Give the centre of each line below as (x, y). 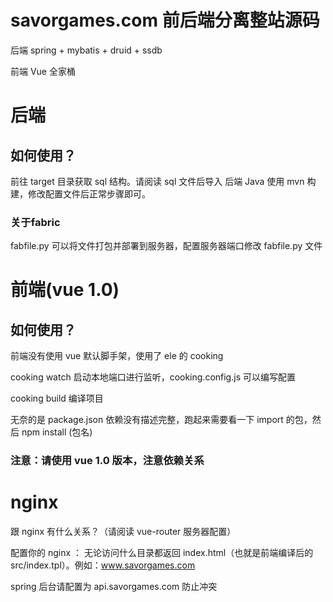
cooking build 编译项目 (57, 398)
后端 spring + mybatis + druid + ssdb (86, 50)
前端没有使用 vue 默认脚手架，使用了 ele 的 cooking (117, 356)
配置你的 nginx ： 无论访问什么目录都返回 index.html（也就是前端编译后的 (162, 553)
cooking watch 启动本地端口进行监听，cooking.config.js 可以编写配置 (153, 377)
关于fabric (35, 222)
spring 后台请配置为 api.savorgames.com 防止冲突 (114, 587)
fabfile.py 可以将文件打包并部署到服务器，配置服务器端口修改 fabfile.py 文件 (166, 246)
